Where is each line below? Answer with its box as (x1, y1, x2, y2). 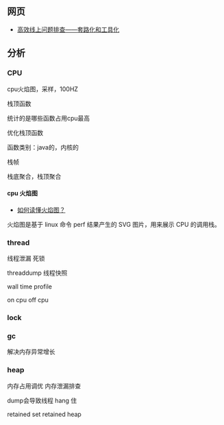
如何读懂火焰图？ (16, 206, 66, 214)
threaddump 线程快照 (7, 269, 68, 277)
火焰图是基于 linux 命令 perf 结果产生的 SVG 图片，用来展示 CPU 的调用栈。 (7, 220, 221, 228)
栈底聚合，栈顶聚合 (7, 172, 62, 180)
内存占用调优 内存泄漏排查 (7, 382, 81, 390)
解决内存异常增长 (7, 348, 55, 356)
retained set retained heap (7, 410, 82, 418)
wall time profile (7, 282, 53, 291)
